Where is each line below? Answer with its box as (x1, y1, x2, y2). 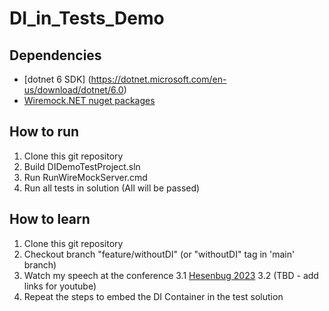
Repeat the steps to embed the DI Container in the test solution (23, 290, 284, 302)
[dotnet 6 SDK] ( (23, 73, 92, 85)
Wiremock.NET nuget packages (23, 95, 156, 106)
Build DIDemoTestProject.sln (23, 160, 141, 172)
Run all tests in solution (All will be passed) (23, 182, 201, 194)
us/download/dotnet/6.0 (23, 84, 124, 96)
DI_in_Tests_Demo (9, 7, 165, 30)
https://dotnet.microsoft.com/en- (90, 73, 227, 85)
